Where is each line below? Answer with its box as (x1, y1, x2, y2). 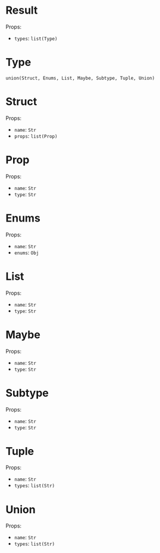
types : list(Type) (14, 34, 58, 42)
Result (5, 4, 38, 17)
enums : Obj (14, 249, 39, 256)
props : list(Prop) (14, 132, 58, 140)
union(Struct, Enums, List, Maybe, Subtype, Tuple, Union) (5, 75, 155, 81)
